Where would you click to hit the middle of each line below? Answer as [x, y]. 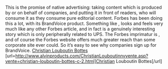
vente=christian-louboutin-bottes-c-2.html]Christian [60, 61]
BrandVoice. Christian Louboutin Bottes [47, 50]
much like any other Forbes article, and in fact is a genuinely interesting [80, 29]
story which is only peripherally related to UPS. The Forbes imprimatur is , [83, 34]
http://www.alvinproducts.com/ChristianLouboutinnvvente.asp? [82, 56]
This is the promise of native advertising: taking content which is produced [83, 7]
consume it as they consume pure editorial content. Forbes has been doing [84, 18]
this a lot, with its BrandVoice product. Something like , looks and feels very [84, 23]
